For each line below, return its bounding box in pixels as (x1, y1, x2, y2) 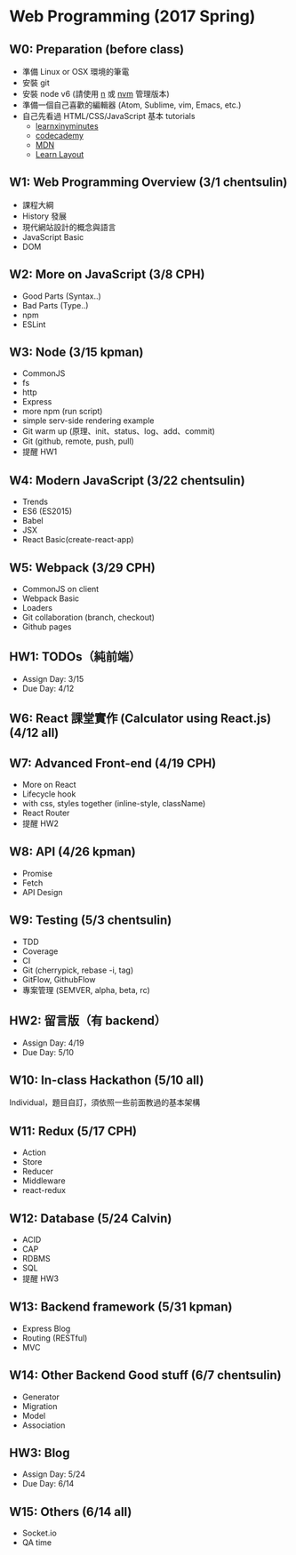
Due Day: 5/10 (21, 1046, 74, 1057)
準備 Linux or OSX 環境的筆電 (21, 67, 130, 76)
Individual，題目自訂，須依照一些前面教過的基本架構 (9, 1097, 201, 1108)
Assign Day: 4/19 (21, 1038, 84, 1048)
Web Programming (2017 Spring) (9, 6, 256, 27)
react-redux (21, 1185, 67, 1196)
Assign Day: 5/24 (21, 1469, 86, 1479)
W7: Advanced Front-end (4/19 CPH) (9, 756, 217, 771)
